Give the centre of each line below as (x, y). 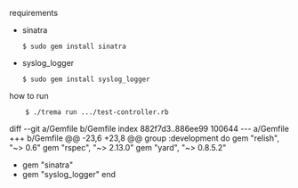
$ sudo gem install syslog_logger (86, 79)
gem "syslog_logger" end (68, 174)
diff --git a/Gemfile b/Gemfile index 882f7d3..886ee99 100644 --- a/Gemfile (149, 129)
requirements (34, 13)
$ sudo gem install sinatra (74, 46)
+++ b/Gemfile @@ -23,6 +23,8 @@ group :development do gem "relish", (145, 138)
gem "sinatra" (48, 165)
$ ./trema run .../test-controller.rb (97, 112)
